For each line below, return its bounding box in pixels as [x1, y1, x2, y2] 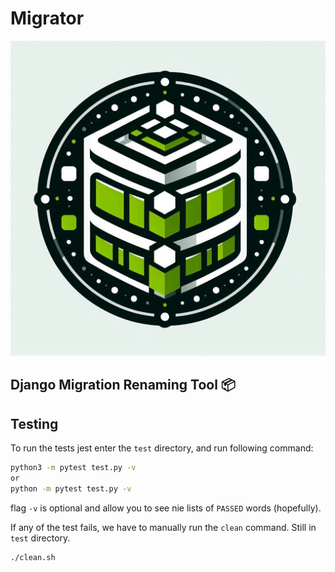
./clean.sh [10, 552, 56, 562]
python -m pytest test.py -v [10, 483, 132, 494]
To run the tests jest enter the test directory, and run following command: [10, 442, 314, 454]
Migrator [10, 7, 85, 30]
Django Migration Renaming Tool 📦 [10, 377, 236, 394]
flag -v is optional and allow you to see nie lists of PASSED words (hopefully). [10, 502, 322, 514]
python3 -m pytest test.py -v [10, 463, 137, 473]
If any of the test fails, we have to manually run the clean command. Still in [10, 521, 317, 533]
